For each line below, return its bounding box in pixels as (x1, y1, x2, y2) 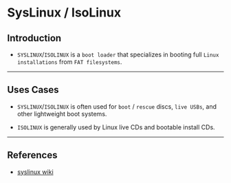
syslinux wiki (16, 167, 54, 176)
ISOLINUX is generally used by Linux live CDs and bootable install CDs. (16, 122, 215, 131)
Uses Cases (7, 84, 60, 96)
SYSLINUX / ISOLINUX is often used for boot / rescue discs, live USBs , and (16, 102, 217, 111)
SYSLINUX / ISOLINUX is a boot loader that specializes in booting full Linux (16, 50, 219, 58)
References (7, 149, 58, 161)
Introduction (7, 32, 62, 44)
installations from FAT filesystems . (16, 58, 122, 66)
